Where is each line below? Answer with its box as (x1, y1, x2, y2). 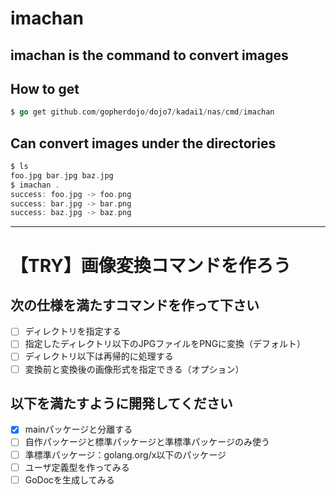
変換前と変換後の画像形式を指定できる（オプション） (24, 363, 245, 375)
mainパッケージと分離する (24, 423, 133, 436)
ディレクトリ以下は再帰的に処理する (24, 350, 174, 362)
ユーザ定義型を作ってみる (24, 461, 130, 473)
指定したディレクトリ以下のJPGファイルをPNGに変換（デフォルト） (24, 338, 307, 350)
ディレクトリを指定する (24, 325, 122, 337)
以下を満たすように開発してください (10, 395, 233, 412)
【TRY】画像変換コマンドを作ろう (10, 254, 292, 277)
